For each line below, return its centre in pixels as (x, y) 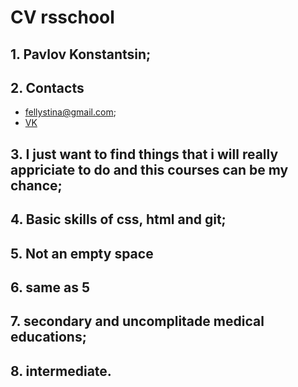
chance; (36, 185)
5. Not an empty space (82, 253)
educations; (48, 337)
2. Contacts (47, 87)
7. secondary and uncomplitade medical (137, 321)
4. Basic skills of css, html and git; (118, 219)
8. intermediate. (61, 371)
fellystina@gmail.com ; (70, 112)
